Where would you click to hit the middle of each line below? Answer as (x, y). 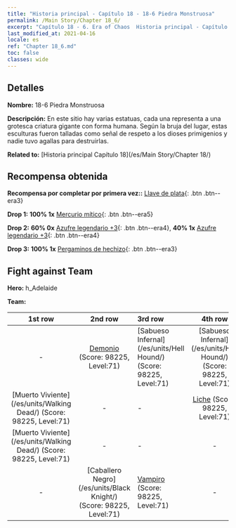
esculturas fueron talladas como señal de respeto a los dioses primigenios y (117, 133)
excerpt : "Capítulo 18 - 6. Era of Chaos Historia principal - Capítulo (118, 27)
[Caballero (104, 470)
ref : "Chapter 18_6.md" (42, 46)
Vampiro (151, 480)
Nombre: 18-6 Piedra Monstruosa (56, 105)
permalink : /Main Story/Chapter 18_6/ (64, 20)
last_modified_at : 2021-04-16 (52, 33)
